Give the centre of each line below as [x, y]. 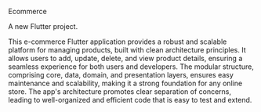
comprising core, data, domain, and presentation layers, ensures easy [121, 75]
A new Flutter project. [43, 26]
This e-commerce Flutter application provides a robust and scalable [118, 42]
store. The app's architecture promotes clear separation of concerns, [120, 92]
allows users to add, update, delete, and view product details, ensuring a [125, 58]
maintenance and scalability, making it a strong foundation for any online [125, 83]
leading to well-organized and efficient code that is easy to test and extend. [130, 100]
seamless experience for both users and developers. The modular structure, [131, 67]
